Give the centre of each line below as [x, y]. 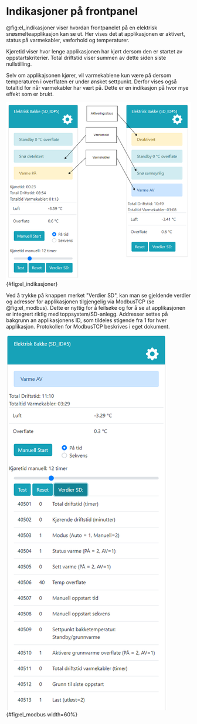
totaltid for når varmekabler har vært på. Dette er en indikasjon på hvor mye [97, 87]
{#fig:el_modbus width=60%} [42, 714]
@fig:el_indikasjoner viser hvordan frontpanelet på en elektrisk [82, 28]
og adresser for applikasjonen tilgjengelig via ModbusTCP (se [80, 302]
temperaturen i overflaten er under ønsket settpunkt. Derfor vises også [91, 82]
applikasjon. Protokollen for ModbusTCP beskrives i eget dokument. [88, 326]
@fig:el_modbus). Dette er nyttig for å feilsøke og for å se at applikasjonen [96, 307]
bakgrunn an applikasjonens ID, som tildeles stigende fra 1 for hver [86, 320]
